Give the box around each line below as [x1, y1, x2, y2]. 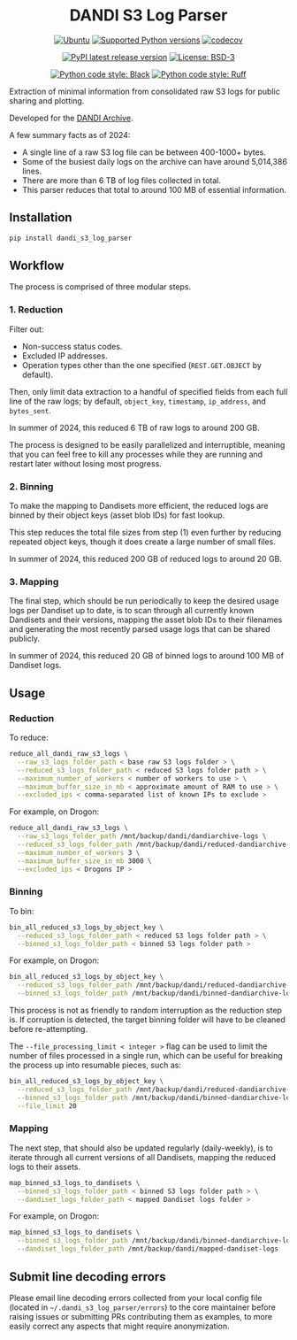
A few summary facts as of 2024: [9, 129, 131, 140]
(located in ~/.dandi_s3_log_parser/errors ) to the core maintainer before [9, 1302, 276, 1313]
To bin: [9, 905, 34, 916]
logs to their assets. [9, 1161, 81, 1172]
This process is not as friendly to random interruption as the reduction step [9, 1005, 283, 1016]
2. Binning [9, 480, 54, 492]
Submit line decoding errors [9, 1269, 166, 1284]
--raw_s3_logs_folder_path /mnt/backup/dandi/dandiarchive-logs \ [17, 832, 267, 841]
